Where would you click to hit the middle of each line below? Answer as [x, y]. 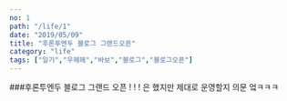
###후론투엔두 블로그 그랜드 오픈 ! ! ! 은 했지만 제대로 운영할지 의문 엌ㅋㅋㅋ [144, 87]
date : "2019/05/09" [46, 35]
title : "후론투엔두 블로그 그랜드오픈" [72, 43]
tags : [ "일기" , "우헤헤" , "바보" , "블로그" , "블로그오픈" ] [101, 60]
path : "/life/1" [40, 26]
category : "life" [42, 52]
